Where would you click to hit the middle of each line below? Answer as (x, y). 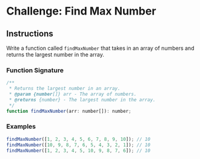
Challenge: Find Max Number (81, 11)
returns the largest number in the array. (55, 55)
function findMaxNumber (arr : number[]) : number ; (69, 111)
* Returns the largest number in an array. (65, 89)
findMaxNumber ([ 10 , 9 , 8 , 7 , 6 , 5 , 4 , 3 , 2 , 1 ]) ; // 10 (78, 145)
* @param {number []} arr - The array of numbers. (73, 94)
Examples (21, 127)
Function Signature (35, 70)
